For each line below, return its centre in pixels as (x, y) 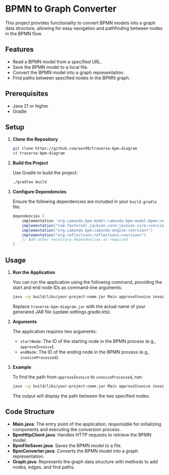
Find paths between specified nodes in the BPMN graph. (71, 78)
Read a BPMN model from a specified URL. (57, 62)
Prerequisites (27, 94)
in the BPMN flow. (24, 33)
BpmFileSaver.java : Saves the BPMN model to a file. (67, 445)
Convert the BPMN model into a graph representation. (68, 72)
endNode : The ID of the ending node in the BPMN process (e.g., (85, 352)
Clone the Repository (35, 139)
